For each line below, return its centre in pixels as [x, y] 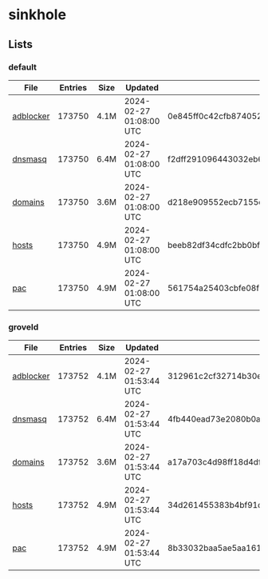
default [23, 67]
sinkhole [37, 15]
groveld [24, 327]
